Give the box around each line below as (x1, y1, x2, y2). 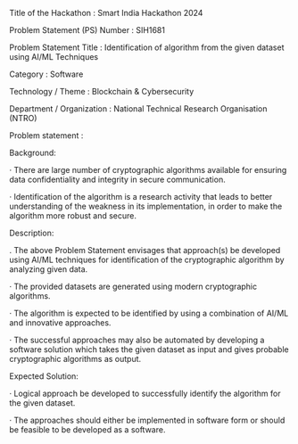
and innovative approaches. (9, 317, 112, 328)
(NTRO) (9, 113, 37, 123)
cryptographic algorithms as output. (9, 354, 142, 364)
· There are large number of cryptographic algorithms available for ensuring (9, 165, 287, 175)
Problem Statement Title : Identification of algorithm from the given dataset (9, 42, 285, 53)
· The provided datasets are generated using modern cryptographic (9, 281, 257, 292)
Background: (9, 147, 56, 158)
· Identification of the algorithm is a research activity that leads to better (9, 192, 273, 201)
